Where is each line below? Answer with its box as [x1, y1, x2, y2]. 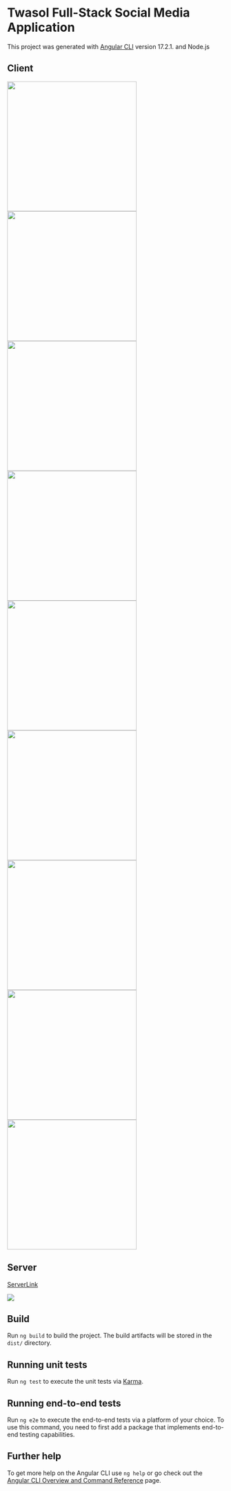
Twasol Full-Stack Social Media [7, 5, 190, 21]
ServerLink [7, 1280, 39, 1288]
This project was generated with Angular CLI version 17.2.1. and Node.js [7, 42, 210, 51]
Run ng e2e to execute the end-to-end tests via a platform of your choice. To [7, 1416, 225, 1424]
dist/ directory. [7, 1339, 52, 1347]
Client [7, 62, 34, 74]
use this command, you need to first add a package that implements [7, 1423, 201, 1431]
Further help [7, 1450, 62, 1462]
